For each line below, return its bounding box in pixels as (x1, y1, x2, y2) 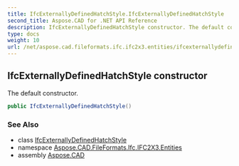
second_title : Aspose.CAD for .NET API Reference (7, 17, 158, 24)
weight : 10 (7, 37, 40, 44)
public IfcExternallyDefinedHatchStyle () (7, 103, 132, 110)
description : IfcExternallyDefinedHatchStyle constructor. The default (7, 24, 224, 31)
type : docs (7, 30, 40, 38)
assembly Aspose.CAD (17, 150, 85, 159)
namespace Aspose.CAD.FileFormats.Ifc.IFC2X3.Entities (17, 143, 183, 152)
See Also (7, 119, 39, 129)
